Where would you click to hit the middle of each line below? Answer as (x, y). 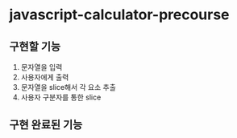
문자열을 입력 (42, 67)
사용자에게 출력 (45, 77)
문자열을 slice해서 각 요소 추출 (68, 87)
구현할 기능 (35, 46)
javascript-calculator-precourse (119, 15)
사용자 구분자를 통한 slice (61, 97)
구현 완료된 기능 (46, 125)
